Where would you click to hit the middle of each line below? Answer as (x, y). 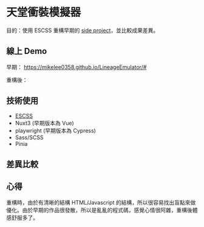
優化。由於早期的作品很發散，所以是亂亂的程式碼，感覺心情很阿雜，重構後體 (102, 210)
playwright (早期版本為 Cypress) (55, 130)
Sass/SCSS (29, 137)
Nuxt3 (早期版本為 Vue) (44, 123)
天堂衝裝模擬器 (44, 12)
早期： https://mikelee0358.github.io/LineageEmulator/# (76, 67)
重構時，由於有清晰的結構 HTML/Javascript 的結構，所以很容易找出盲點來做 (101, 202)
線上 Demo (27, 51)
